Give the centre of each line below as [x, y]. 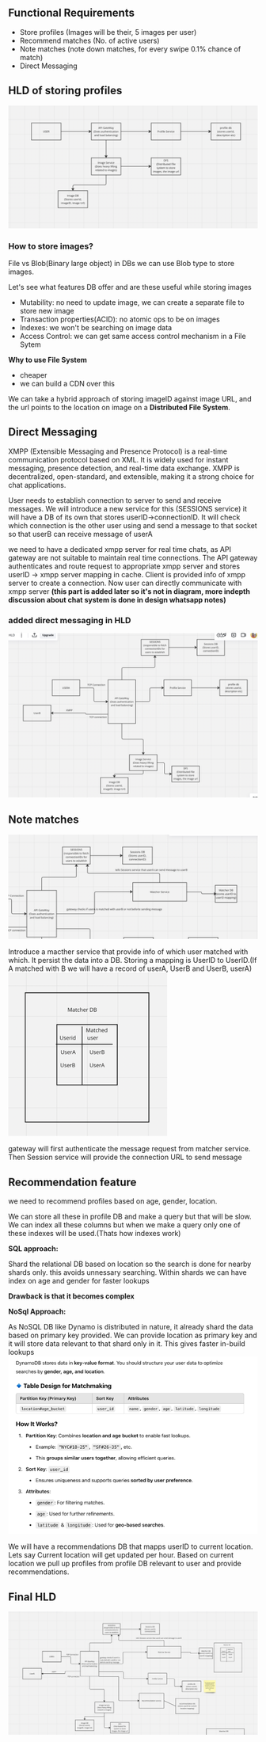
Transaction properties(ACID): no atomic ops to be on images [120, 319]
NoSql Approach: [37, 1312]
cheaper [33, 375]
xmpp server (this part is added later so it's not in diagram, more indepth [129, 591]
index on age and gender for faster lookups [79, 1281]
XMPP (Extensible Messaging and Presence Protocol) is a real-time [118, 451]
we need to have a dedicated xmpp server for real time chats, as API [120, 549]
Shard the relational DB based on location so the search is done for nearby [130, 1264]
